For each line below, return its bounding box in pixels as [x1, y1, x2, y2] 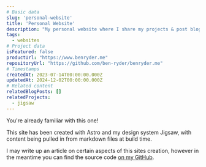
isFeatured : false [6, 49, 53, 55]
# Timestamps [6, 65, 40, 72]
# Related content [6, 83, 53, 89]
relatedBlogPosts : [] [6, 89, 62, 95]
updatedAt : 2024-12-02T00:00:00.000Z [6, 77, 103, 83]
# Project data [6, 43, 45, 50]
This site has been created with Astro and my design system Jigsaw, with [6, 128, 192, 136]
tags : [6, 32, 20, 38]
